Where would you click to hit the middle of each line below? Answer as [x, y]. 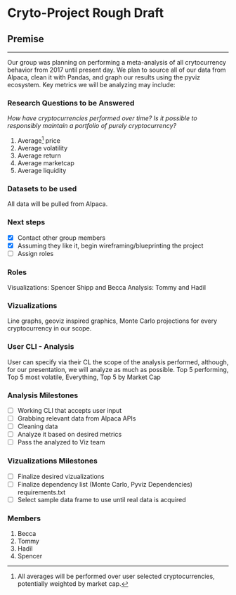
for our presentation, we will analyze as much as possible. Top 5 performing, [118, 369]
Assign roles [35, 253]
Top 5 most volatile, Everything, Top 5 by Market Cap [84, 377]
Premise [26, 39]
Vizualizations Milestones [53, 461]
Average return [39, 155]
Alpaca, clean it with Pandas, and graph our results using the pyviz [104, 77]
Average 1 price [39, 140]
